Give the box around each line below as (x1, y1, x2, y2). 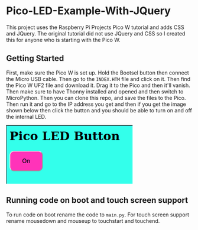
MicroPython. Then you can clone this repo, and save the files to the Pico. (6, 94, 186, 101)
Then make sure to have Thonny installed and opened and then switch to (6, 88, 184, 95)
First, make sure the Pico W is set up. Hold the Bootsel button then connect (6, 69, 189, 76)
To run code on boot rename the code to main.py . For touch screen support (6, 211, 190, 218)
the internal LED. (6, 113, 47, 120)
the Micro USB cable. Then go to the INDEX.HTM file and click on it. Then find (6, 75, 191, 82)
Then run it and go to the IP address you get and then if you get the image (6, 101, 186, 108)
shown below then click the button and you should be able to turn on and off (6, 106, 192, 114)
